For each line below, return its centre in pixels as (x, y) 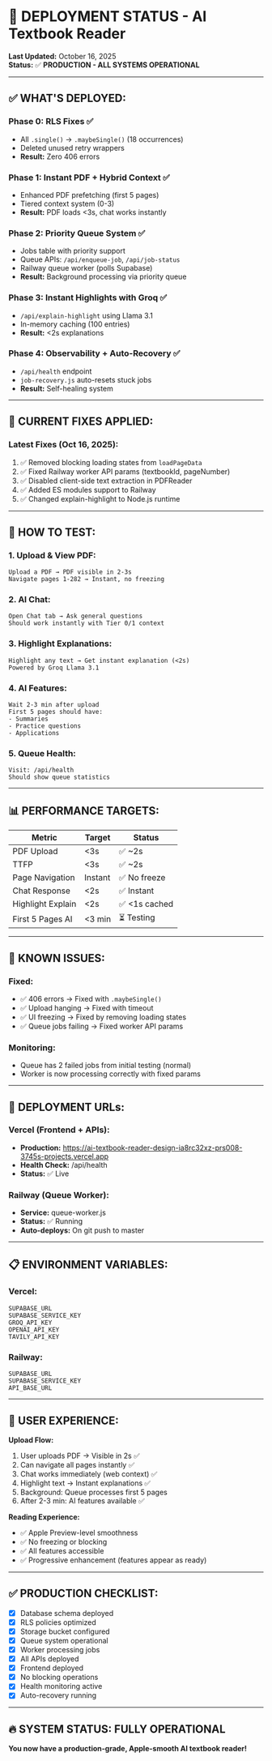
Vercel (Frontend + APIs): (59, 1130)
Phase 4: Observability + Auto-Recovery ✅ (94, 353)
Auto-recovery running (58, 1695)
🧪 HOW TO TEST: (52, 532)
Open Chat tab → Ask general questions (76, 616)
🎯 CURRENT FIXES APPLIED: (81, 422)
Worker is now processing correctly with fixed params (110, 1074)
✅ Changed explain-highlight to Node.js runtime (100, 498)
